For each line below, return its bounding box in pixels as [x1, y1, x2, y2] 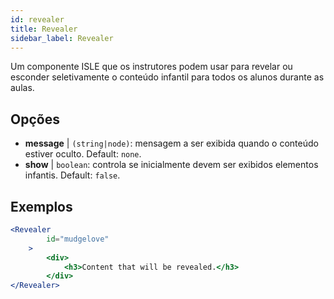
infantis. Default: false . [24, 169, 121, 181]
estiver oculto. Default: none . [24, 148, 142, 160]
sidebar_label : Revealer [10, 33, 114, 43]
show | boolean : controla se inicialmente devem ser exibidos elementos [24, 159, 319, 171]
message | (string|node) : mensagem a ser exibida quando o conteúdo [24, 137, 319, 150]
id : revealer [10, 14, 65, 25]
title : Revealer [10, 24, 78, 34]
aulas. [10, 82, 35, 94]
